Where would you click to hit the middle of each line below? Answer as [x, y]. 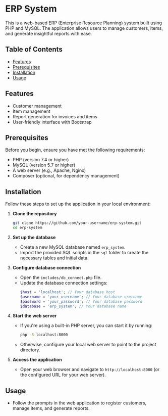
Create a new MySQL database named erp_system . [73, 247]
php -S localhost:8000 [44, 335]
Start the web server [35, 316]
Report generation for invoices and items [55, 116]
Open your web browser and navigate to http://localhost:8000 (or [90, 369]
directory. [30, 350]
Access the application [37, 360]
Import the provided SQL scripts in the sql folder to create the [84, 252]
